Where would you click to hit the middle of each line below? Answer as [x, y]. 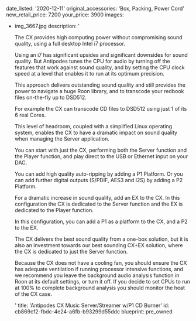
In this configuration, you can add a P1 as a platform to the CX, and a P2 [101, 221]
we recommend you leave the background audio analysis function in [97, 275]
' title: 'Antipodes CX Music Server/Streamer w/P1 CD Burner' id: [92, 305]
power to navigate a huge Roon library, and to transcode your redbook [99, 91]
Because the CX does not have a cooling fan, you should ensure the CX [101, 263]
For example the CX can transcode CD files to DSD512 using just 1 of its [101, 109]
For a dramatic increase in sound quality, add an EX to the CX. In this [97, 198]
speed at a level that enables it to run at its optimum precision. [90, 74]
